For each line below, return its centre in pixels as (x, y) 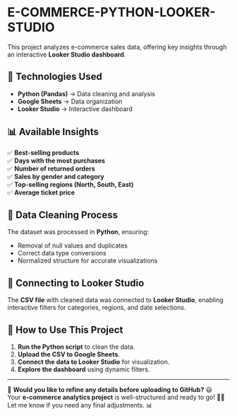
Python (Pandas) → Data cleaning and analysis (86, 93)
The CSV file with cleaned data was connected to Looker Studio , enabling (115, 300)
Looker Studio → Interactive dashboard (75, 109)
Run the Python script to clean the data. (76, 347)
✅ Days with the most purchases (56, 161)
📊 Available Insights (53, 132)
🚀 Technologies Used (55, 77)
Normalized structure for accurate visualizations (87, 261)
